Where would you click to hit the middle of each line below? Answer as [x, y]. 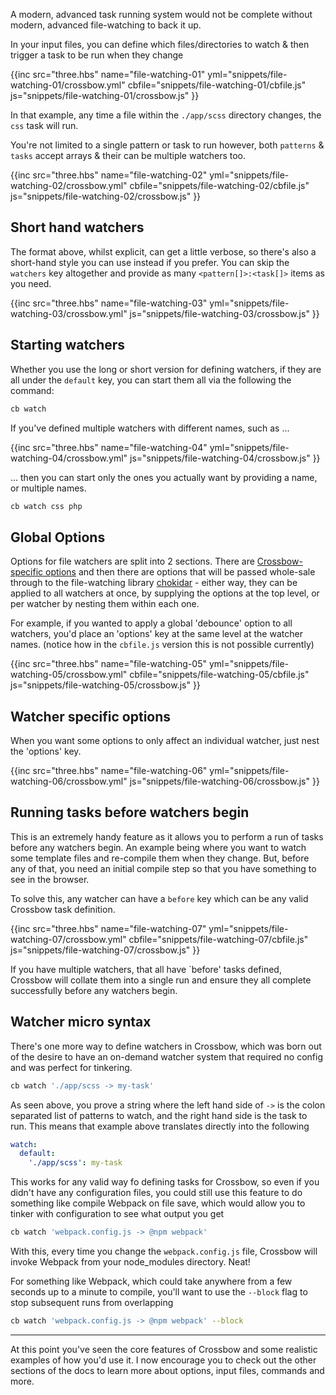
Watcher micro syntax [81, 1022]
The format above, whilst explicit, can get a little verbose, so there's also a [163, 251]
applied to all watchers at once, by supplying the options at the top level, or [165, 593]
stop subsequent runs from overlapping [92, 1302]
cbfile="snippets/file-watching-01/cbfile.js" [217, 85]
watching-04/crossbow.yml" [69, 458]
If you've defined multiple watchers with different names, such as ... [150, 428]
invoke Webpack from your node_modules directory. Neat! [130, 1262]
